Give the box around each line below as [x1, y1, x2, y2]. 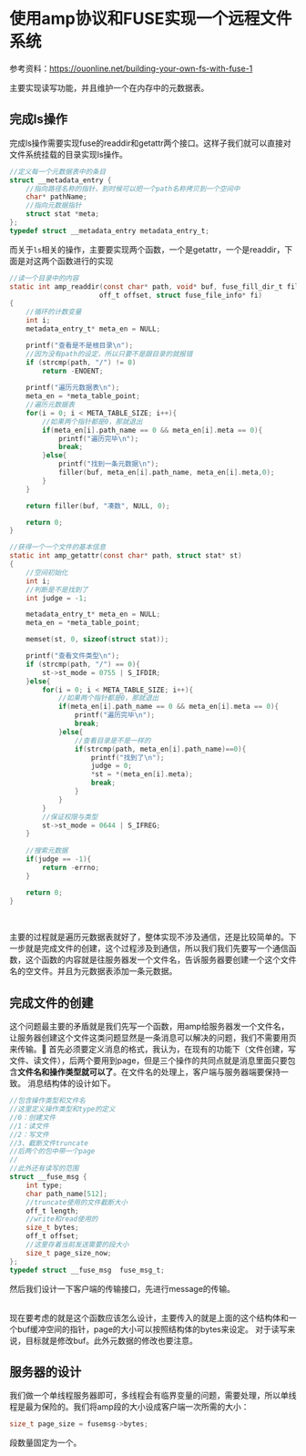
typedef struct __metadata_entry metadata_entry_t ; [9, 226, 209, 235]
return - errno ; [42, 863, 100, 872]
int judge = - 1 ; [25, 593, 88, 602]
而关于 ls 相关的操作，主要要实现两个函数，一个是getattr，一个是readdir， [9, 243, 285, 255]
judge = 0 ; [90, 762, 132, 771]
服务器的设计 [9, 1364, 82, 1379]
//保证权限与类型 [42, 812, 98, 821]
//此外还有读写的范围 [9, 1164, 79, 1174]
